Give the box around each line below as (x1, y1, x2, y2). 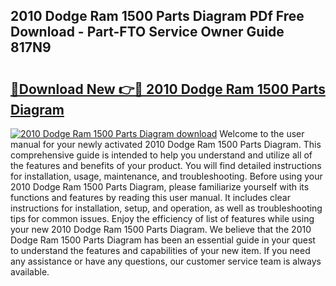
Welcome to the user (219, 128, 305, 139)
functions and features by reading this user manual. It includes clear (10, 192, 291, 203)
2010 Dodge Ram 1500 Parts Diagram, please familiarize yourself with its (10, 181, 310, 193)
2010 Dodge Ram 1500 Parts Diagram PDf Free (10, 8, 305, 25)
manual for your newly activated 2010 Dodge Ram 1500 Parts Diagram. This (10, 139, 322, 150)
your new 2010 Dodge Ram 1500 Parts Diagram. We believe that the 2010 (10, 224, 312, 235)
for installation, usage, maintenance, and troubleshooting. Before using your (10, 170, 323, 182)
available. (10, 266, 50, 278)
